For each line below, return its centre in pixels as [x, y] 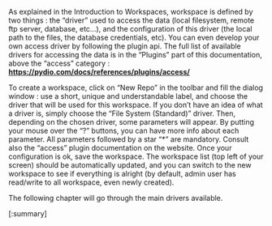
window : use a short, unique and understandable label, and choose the [128, 96]
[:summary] [28, 213]
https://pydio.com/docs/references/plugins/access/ [99, 72]
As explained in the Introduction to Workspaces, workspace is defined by [131, 12]
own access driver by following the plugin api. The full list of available [125, 46]
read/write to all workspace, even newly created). [91, 182]
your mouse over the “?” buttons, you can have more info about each [124, 130]
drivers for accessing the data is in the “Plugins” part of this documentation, [135, 55]
